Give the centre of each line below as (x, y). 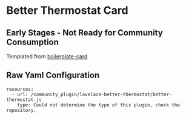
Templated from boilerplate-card (47, 56)
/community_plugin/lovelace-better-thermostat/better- (101, 94)
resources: (20, 89)
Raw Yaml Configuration (53, 75)
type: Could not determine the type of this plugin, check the (99, 105)
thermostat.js (24, 100)
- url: (20, 94)
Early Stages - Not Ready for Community (85, 33)
